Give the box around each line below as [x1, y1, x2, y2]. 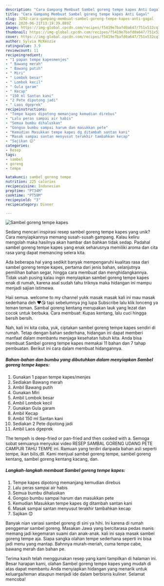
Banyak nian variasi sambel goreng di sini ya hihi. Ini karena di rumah [5, 520, 144, 526]
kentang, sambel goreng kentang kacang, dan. [5, 456, 99, 462]
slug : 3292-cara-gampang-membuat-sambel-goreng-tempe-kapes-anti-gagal [5, 16, 154, 21]
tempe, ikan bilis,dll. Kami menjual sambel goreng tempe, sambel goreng [5, 451, 151, 457]
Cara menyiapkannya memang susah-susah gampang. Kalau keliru [5, 234, 140, 240]
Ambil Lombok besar [12, 395, 55, 401]
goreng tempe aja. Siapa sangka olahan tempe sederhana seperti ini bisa [5, 536, 152, 542]
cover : [5, 35, 19, 40]
